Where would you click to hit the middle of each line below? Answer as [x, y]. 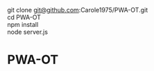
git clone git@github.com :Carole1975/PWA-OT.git [77, 10]
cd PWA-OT [24, 17]
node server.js [28, 32]
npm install [23, 24]
